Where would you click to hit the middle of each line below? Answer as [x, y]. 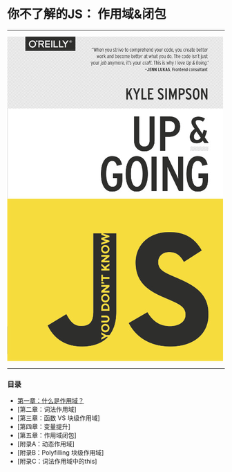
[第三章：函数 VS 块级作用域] [58, 418]
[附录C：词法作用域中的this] [57, 462]
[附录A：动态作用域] [46, 444]
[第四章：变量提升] [44, 427]
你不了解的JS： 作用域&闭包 [87, 14]
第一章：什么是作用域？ [50, 401]
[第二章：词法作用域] [47, 410]
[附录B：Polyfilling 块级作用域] [60, 453]
